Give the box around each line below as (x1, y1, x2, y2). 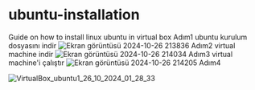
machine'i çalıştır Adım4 (8, 58, 221, 67)
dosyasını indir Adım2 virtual (8, 40, 236, 50)
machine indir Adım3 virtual (8, 49, 233, 59)
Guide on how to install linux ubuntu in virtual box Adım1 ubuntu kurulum (8, 32, 248, 42)
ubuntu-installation (8, 6, 140, 24)
